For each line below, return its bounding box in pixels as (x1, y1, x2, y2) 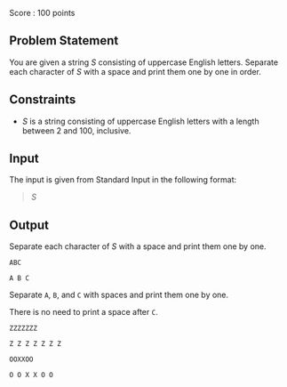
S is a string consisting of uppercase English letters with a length (21, 116, 259, 126)
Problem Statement (9, 33, 119, 48)
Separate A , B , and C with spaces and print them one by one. (9, 289, 229, 301)
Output (9, 217, 49, 232)
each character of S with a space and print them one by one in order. (9, 66, 262, 77)
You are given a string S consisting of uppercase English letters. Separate (9, 57, 278, 68)
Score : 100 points (9, 8, 76, 18)
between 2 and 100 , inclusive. (21, 125, 132, 136)
